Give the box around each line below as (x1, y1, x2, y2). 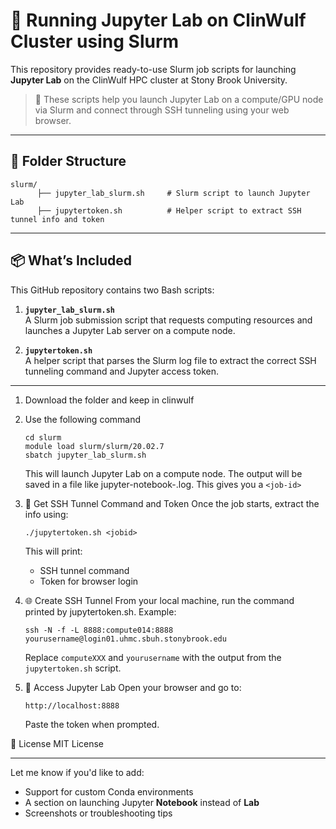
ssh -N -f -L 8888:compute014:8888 (24, 625, 174, 635)
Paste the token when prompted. (24, 718, 160, 730)
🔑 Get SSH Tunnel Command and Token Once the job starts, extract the (24, 497, 320, 509)
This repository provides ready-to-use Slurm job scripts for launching (10, 63, 297, 75)
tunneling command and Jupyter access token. (24, 365, 220, 377)
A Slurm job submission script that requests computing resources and (24, 314, 313, 326)
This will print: (24, 545, 83, 557)
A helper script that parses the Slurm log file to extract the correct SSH (24, 354, 317, 366)
